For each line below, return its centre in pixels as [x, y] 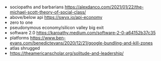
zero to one [21, 22]
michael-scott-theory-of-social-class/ [48, 12]
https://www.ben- [48, 38]
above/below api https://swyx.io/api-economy [56, 17]
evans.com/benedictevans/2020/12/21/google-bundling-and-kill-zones [81, 43]
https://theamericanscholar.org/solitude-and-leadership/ [67, 53]
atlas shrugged [25, 48]
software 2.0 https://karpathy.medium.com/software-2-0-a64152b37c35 [83, 33]
